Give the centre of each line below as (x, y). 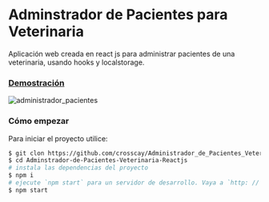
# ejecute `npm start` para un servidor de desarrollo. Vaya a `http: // (134, 183)
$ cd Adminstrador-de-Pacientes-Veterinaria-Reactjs (98, 160)
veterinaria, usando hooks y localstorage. (76, 62)
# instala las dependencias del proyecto (78, 168)
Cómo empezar (39, 121)
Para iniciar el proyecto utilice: (58, 138)
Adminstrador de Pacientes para (118, 15)
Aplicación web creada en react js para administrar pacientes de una (122, 53)
